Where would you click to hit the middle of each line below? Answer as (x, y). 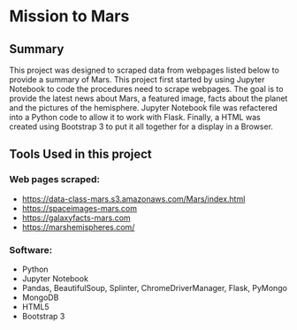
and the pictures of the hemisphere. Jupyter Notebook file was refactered (144, 107)
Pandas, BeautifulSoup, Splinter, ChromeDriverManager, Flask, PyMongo (154, 288)
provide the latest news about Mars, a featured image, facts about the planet (148, 98)
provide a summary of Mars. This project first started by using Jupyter (137, 80)
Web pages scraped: (54, 180)
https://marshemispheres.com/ (78, 226)
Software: (31, 249)
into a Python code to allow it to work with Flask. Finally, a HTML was (135, 117)
